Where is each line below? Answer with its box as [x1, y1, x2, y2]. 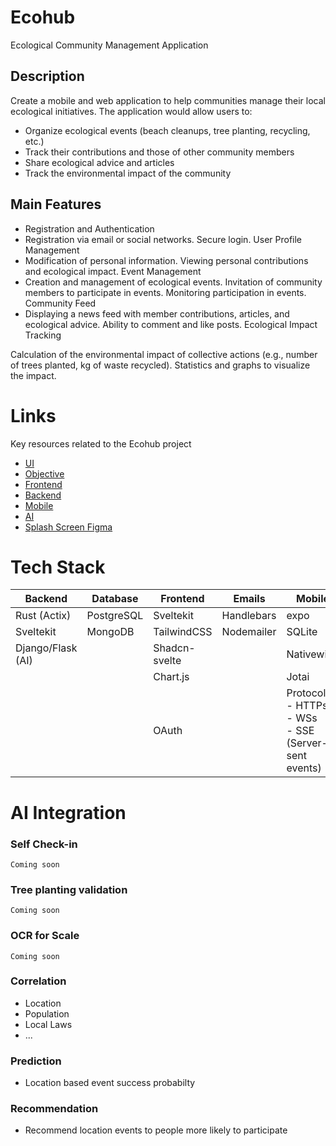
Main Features [10, 196, 102, 213]
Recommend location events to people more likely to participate [24, 1124, 288, 1136]
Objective [24, 467, 65, 480]
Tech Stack [10, 556, 106, 578]
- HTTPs [286, 699, 328, 713]
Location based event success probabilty [24, 1077, 196, 1089]
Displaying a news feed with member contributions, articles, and [24, 307, 290, 320]
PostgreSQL [86, 609, 144, 623]
